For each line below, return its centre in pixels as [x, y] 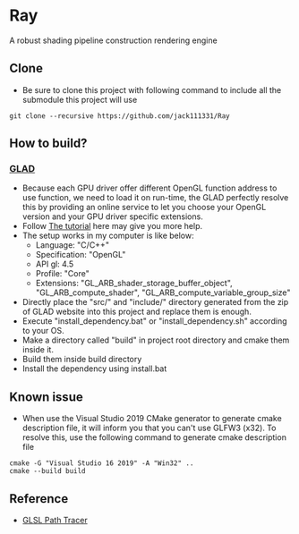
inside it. [38, 350]
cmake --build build [48, 471]
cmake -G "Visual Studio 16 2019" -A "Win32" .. [102, 463]
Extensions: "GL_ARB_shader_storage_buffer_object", [134, 284]
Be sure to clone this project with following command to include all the [152, 89]
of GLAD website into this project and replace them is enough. [137, 312]
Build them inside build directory [82, 360]
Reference [39, 499]
